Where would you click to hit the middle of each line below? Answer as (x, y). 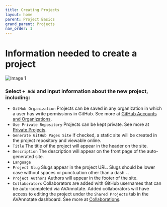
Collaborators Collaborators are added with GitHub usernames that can (87, 183)
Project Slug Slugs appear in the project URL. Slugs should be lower (84, 167)
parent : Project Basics (30, 19)
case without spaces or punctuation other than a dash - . (71, 173)
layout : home (19, 15)
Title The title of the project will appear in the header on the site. (80, 146)
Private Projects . (29, 130)
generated (23, 157)
